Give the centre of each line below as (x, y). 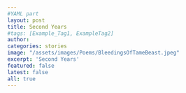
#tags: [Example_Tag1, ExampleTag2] (60, 33)
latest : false (28, 72)
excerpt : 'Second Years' (43, 59)
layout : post (26, 20)
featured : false (31, 66)
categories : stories (37, 46)
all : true (22, 79)
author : (19, 40)
